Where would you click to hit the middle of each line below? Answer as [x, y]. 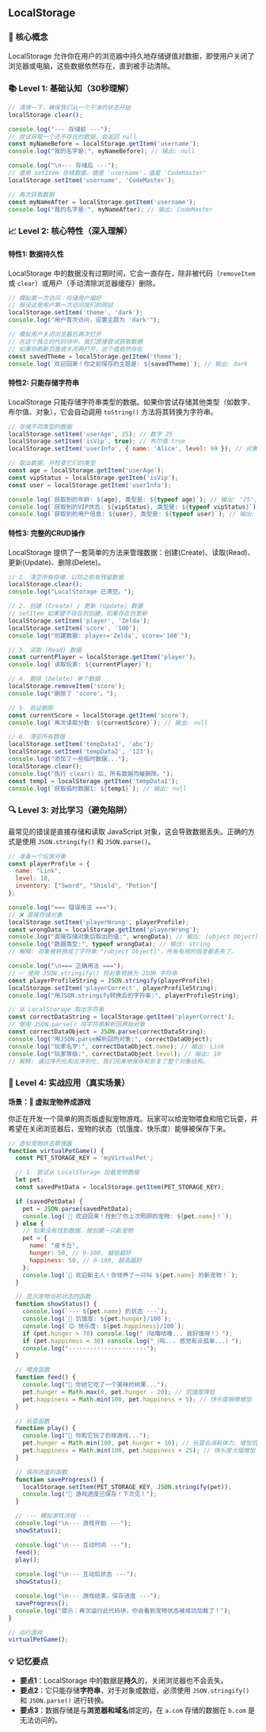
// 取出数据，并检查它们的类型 [52, 463]
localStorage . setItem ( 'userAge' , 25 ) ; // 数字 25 [90, 434]
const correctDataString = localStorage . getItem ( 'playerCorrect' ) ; [122, 1017]
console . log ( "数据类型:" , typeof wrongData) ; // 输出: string [109, 944]
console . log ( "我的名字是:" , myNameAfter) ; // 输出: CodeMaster [110, 209]
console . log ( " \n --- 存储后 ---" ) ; [63, 166]
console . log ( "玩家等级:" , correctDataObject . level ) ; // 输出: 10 [115, 1054]
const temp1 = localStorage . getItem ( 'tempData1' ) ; [93, 781]
